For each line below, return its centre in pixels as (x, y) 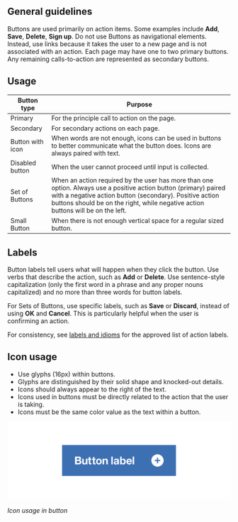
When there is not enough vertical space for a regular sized (138, 220)
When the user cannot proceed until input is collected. (130, 167)
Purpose (139, 104)
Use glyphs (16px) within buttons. (66, 374)
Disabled (23, 163)
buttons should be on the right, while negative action (127, 203)
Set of (19, 192)
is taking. (31, 404)
